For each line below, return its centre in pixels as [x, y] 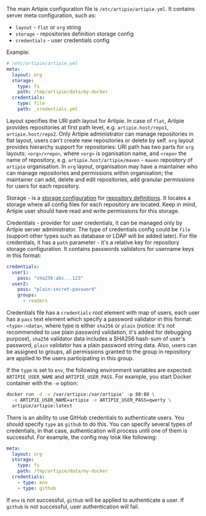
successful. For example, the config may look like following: [82, 437]
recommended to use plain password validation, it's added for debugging [99, 332]
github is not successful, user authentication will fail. [73, 506]
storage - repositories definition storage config [74, 34]
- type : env [32, 482]
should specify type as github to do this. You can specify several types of [99, 424]
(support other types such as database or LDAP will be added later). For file [102, 236]
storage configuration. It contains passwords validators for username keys [100, 248]
